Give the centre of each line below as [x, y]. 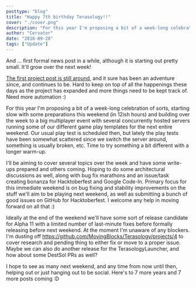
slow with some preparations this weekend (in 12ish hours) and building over [98, 114]
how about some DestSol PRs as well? [52, 255]
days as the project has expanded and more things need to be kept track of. [97, 91]
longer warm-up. [26, 151]
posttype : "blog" [27, 11]
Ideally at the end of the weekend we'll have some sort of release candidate [97, 217]
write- [174, 163]
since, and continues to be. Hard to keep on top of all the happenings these [97, 84]
